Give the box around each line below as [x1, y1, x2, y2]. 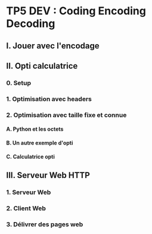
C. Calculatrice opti [6, 153, 55, 160]
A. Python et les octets [6, 125, 64, 133]
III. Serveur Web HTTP [6, 170, 91, 180]
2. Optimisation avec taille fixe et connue [6, 110, 127, 119]
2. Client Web [6, 204, 46, 213]
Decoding [6, 17, 55, 30]
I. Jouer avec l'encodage [6, 41, 100, 51]
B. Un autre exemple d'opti [6, 139, 73, 146]
